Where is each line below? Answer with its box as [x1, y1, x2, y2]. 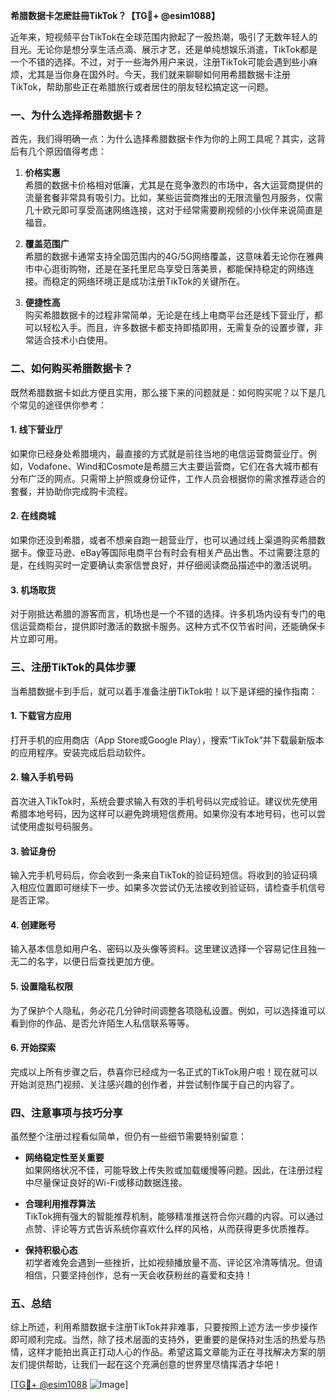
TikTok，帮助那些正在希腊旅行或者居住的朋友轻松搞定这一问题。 [10, 81, 275, 93]
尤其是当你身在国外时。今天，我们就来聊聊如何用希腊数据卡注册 [27, 69, 291, 80]
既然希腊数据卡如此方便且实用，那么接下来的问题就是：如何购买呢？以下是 [10, 386, 317, 398]
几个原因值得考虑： [27, 145, 107, 158]
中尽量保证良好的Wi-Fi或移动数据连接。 [24, 1177, 188, 1189]
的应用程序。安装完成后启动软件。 [10, 746, 151, 758]
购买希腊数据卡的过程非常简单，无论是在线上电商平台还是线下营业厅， [24, 309, 315, 321]
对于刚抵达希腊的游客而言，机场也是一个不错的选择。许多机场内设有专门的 [10, 608, 317, 620]
